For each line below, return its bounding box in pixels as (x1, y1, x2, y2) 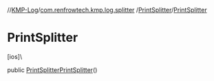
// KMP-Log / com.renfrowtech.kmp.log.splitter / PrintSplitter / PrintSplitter (7, 6, 208, 14)
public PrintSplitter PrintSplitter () (7, 65, 98, 74)
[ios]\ (7, 52, 23, 60)
